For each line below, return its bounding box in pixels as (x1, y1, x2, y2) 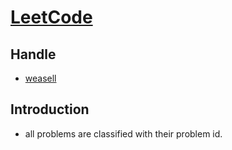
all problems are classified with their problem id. (24, 127, 223, 140)
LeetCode (10, 6, 93, 29)
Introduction (10, 101, 90, 118)
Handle (10, 46, 57, 63)
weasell (24, 72, 57, 84)
